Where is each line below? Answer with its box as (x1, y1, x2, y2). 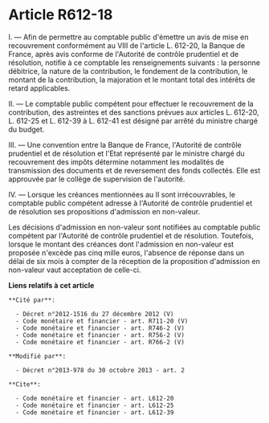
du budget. (8, 124, 45, 134)
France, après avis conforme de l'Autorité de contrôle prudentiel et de (8, 49, 239, 59)
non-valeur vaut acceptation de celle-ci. (8, 265, 141, 275)
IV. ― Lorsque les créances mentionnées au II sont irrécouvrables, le (8, 189, 235, 199)
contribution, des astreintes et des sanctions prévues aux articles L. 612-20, (8, 107, 259, 117)
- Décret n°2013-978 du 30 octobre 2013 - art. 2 (15, 366, 185, 374)
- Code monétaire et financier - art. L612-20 (15, 394, 174, 402)
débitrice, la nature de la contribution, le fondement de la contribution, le (8, 66, 248, 75)
